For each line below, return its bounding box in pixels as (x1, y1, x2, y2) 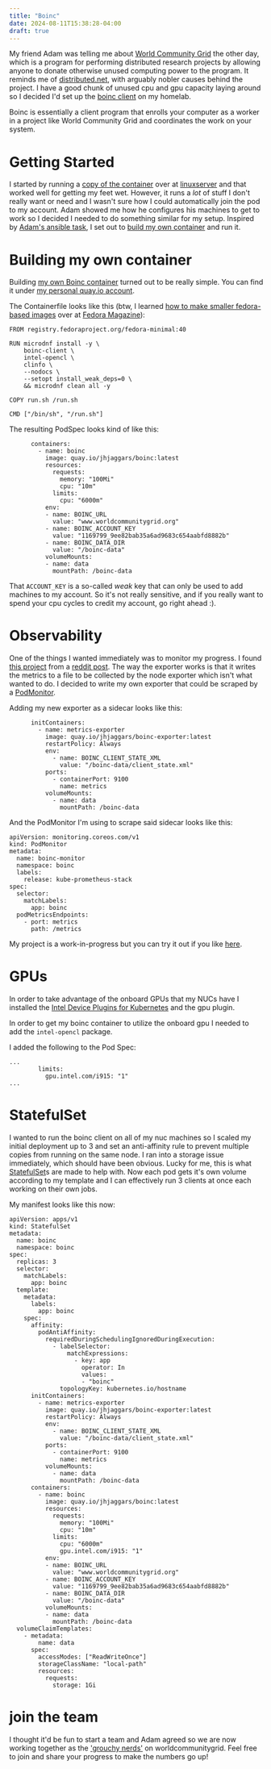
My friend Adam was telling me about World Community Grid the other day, (9, 49, 260, 59)
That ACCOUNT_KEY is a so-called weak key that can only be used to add (9, 582, 244, 591)
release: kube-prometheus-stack (23, 876, 132, 884)
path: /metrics (30, 925, 82, 933)
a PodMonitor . (9, 687, 56, 698)
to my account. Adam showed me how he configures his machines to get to (9, 205, 261, 215)
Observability (9, 627, 103, 645)
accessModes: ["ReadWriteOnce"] (38, 1653, 148, 1662)
